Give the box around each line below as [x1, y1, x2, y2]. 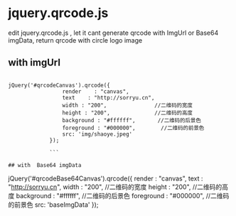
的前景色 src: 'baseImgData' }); [8, 200, 99, 209]
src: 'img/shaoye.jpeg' [62, 130, 133, 138]
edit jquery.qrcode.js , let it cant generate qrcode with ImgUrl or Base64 [8, 28, 219, 37]
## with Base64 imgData [8, 161, 82, 168]
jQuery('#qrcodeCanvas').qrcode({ [8, 82, 111, 89]
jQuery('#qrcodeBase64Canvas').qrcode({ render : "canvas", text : [8, 174, 203, 183]
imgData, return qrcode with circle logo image [8, 36, 143, 44]
